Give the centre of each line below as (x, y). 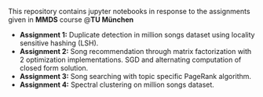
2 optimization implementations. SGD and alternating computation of (130, 59)
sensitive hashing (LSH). (59, 43)
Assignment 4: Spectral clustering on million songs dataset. (117, 84)
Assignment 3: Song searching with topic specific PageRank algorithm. (135, 76)
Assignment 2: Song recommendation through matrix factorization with (135, 51)
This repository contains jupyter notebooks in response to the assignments (129, 11)
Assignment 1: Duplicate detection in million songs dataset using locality (137, 35)
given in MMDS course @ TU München (71, 20)
